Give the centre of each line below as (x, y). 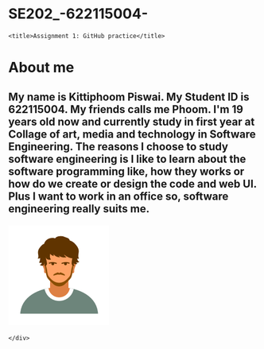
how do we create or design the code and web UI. (132, 184)
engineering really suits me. (79, 209)
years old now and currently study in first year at (132, 121)
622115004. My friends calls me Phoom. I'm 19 (126, 109)
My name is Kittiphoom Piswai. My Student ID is (129, 97)
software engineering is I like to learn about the (127, 159)
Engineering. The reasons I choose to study (118, 147)
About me (41, 68)
